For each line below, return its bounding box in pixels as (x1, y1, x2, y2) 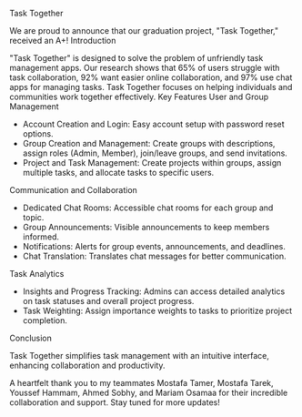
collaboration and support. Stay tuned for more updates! (9, 397, 220, 408)
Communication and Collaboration (9, 185, 138, 195)
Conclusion (9, 332, 53, 343)
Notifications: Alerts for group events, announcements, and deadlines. (22, 241, 287, 251)
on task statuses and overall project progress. (22, 296, 195, 306)
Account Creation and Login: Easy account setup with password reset (22, 118, 285, 129)
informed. (22, 231, 60, 242)
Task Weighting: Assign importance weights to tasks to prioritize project (22, 305, 293, 316)
